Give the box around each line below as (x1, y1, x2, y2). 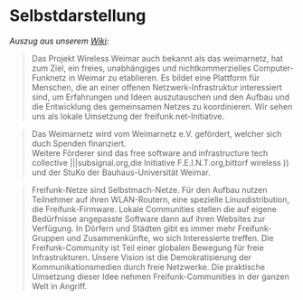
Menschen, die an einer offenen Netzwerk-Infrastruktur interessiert (31, 82, 282, 92)
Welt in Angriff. (31, 280, 88, 291)
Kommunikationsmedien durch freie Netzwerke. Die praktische (31, 261, 265, 272)
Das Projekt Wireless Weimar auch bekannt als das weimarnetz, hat (31, 53, 283, 63)
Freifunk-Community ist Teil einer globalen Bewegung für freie (31, 242, 264, 253)
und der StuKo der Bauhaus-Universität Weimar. (31, 167, 211, 178)
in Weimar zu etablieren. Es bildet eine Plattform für (68, 72, 260, 82)
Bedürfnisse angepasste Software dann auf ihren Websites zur (31, 213, 266, 224)
